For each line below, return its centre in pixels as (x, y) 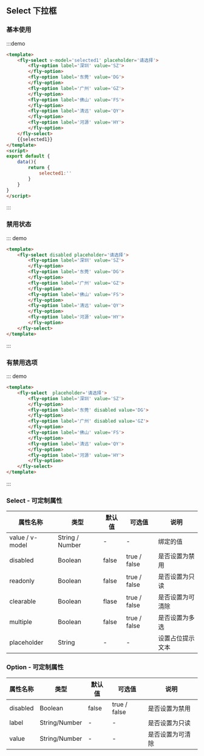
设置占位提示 (176, 639)
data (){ (27, 162)
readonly (22, 581)
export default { (28, 156)
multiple (21, 622)
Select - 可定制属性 (34, 501)
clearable (23, 602)
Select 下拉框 (32, 11)
